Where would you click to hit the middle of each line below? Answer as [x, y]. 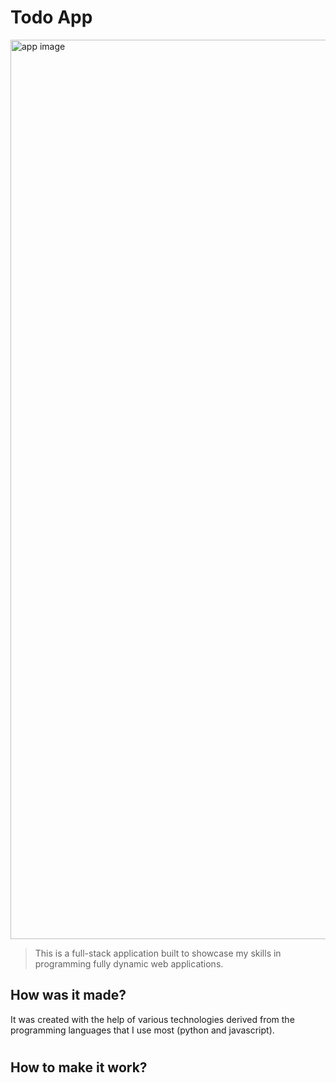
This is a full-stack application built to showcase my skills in [158, 953]
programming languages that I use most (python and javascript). [142, 1030]
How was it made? [68, 995]
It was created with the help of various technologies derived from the [152, 1019]
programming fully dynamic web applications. [129, 963]
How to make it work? [79, 1067]
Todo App [51, 17]
